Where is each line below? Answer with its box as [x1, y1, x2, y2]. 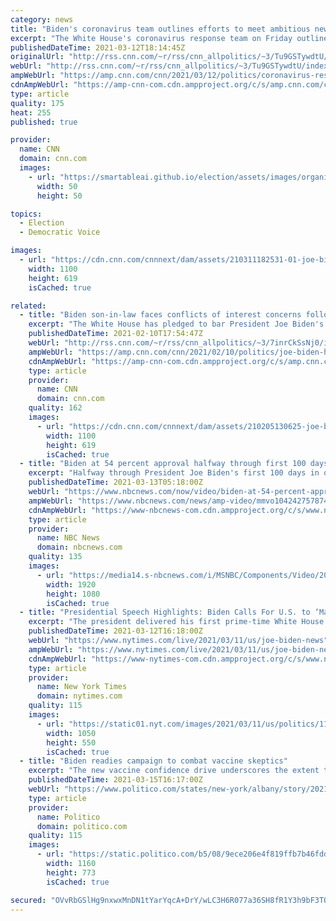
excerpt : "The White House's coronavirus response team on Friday [10, 33, 293, 43]
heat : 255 [10, 107, 52, 118]
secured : [10, 895, 47, 905]
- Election [19, 218, 65, 228]
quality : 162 [28, 403, 83, 413]
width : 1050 [46, 728, 97, 738]
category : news [10, 14, 74, 25]
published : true [10, 117, 78, 127]
